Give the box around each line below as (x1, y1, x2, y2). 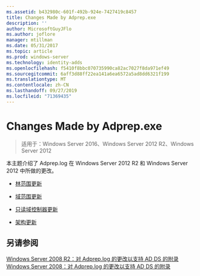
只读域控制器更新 (15, 205, 58, 212)
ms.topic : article (6, 48, 53, 54)
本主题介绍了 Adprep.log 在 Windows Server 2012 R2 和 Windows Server (6, 159, 188, 166)
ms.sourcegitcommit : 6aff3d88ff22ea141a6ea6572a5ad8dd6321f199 (6, 71, 170, 77)
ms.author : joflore (6, 31, 56, 38)
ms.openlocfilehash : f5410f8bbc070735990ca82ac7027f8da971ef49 (6, 65, 170, 71)
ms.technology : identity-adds (6, 59, 83, 65)
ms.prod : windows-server (6, 54, 69, 60)
